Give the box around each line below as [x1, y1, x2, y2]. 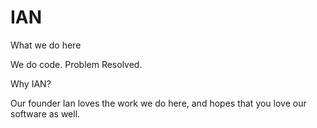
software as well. [10, 107, 81, 120]
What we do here [10, 39, 82, 51]
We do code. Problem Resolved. [10, 58, 143, 70]
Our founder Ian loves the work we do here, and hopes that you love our [10, 97, 307, 109]
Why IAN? [10, 77, 52, 90]
